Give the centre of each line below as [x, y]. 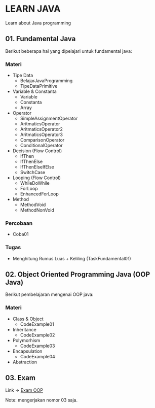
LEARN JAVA [33, 9]
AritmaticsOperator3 [42, 134]
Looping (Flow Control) [36, 178]
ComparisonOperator [42, 140]
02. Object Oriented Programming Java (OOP [78, 275]
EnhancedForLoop [40, 194]
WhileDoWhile [35, 183]
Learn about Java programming [38, 23]
